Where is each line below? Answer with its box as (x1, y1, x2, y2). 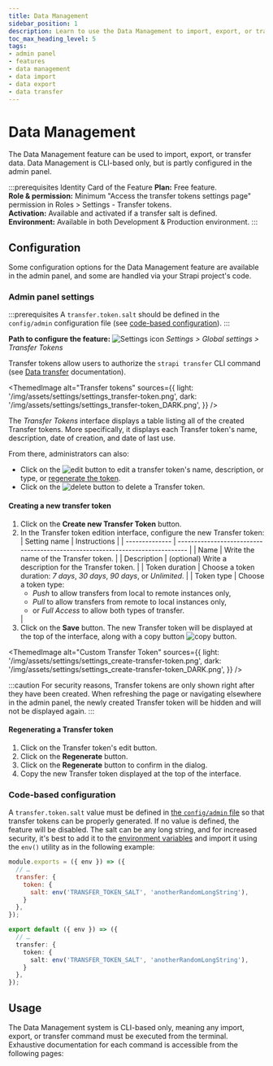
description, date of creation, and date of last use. (8, 433, 176, 443)
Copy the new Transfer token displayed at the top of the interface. (19, 768, 241, 778)
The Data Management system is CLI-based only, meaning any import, (8, 1022, 245, 1032)
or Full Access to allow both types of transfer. (32, 605, 185, 615)
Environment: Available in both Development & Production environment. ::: (8, 217, 258, 227)
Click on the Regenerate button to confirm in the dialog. (19, 760, 208, 770)
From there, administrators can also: (8, 449, 130, 459)
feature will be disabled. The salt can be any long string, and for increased (8, 825, 258, 835)
